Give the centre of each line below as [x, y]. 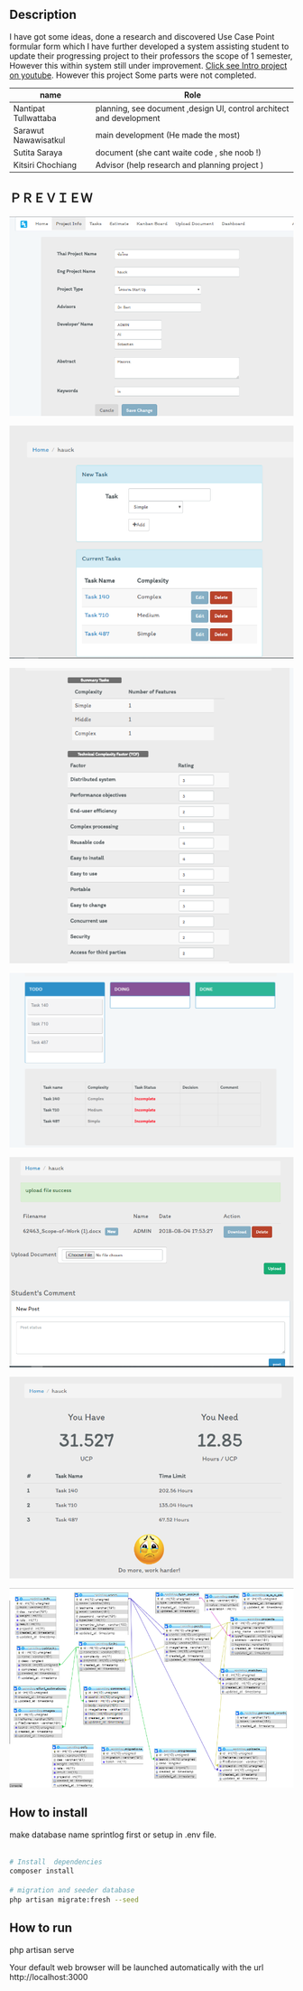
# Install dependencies [56, 1862]
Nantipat [29, 108]
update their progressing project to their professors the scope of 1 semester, [151, 56]
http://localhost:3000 [49, 1977]
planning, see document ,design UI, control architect [192, 108]
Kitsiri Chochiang [45, 165]
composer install [42, 1871]
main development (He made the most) [168, 136]
